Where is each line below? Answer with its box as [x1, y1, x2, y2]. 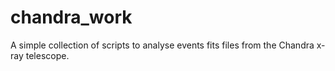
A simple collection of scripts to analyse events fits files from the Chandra [10, 39, 315, 51]
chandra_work [10, 6, 133, 29]
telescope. [25, 49, 70, 61]
